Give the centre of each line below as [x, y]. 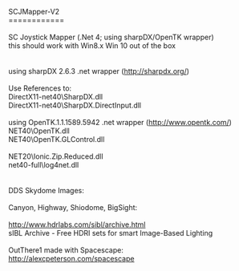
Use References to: [40, 88]
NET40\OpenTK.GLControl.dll [57, 139]
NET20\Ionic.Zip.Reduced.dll [56, 156]
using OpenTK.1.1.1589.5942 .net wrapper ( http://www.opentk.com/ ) [120, 122]
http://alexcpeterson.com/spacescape [71, 259]
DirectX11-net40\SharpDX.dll [55, 97]
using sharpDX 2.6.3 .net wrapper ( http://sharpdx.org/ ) [99, 71]
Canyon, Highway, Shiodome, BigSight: [73, 207]
